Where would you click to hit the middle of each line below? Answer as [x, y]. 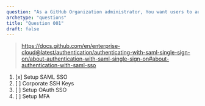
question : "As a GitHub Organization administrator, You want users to [99, 12]
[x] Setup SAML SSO [41, 77]
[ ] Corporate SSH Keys [45, 84]
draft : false [23, 29]
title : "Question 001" [35, 23]
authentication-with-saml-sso [59, 65]
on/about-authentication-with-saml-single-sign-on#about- [95, 59]
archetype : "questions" [37, 18]
